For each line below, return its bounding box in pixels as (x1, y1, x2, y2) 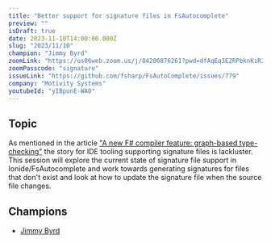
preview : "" (8, 19, 48, 27)
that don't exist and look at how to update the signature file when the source (8, 173, 262, 182)
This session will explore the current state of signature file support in (8, 155, 237, 165)
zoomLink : (8, 57, 42, 65)
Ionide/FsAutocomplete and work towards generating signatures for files (8, 164, 250, 174)
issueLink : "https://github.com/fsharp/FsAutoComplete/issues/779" (8, 72, 240, 80)
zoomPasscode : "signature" (8, 65, 99, 73)
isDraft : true (8, 27, 56, 35)
